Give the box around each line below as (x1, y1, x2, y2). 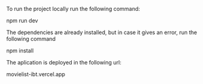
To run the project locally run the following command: (6, 5, 140, 12)
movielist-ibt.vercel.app (6, 71, 66, 78)
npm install (6, 47, 34, 54)
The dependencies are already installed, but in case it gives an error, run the (6, 29, 198, 36)
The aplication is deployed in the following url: (6, 59, 122, 66)
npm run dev (6, 17, 38, 24)
